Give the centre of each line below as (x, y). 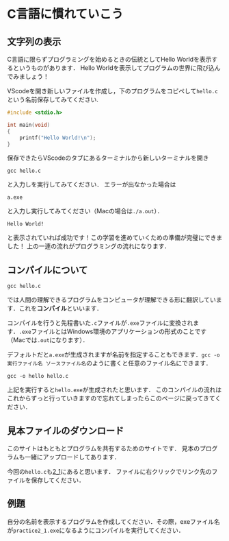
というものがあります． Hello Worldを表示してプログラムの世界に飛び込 (114, 68)
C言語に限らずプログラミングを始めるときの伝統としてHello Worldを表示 (109, 59)
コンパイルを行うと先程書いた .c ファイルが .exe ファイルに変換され (100, 323)
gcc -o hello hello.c (38, 376)
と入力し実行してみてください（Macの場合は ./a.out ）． (85, 211)
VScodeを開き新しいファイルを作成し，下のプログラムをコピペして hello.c (113, 91)
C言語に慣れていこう (65, 14)
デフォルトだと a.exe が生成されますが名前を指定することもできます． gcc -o (113, 354)
